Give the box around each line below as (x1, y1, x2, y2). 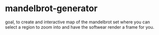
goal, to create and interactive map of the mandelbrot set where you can (5, 19, 150, 25)
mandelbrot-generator (5, 3, 98, 14)
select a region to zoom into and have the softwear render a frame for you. (5, 24, 155, 30)
